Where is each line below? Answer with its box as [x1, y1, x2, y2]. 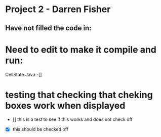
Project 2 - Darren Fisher [5, 4, 111, 15]
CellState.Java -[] [5, 71, 42, 77]
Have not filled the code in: [5, 24, 92, 32]
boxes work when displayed [5, 100, 126, 111]
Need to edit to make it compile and [5, 44, 157, 55]
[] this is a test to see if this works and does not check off [12, 116, 133, 122]
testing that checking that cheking [5, 89, 153, 101]
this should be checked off [12, 126, 68, 132]
